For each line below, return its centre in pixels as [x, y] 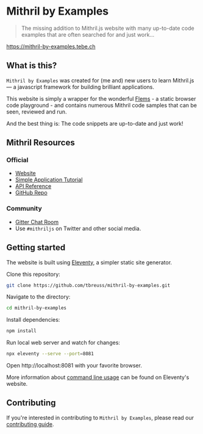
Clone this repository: [34, 274]
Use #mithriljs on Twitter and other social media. [78, 228]
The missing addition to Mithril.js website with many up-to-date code [108, 28]
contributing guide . [30, 424]
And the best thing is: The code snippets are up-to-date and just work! [95, 123]
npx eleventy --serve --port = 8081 [50, 354]
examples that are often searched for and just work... [88, 34]
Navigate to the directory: [38, 297]
